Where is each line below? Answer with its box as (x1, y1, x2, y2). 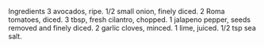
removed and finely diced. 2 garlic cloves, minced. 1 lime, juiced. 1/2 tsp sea (8, 23, 256, 32)
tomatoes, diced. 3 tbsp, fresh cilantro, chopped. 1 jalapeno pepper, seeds (8, 15, 251, 24)
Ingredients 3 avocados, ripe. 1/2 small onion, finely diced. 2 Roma (8, 7, 225, 16)
